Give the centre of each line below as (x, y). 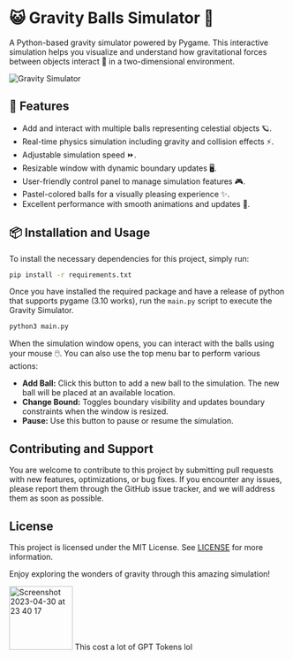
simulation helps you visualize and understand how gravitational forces (138, 51)
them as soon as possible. (56, 498)
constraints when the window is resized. (95, 411)
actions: (23, 366)
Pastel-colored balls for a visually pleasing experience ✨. (126, 194)
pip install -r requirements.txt (71, 275)
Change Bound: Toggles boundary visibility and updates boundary (143, 402)
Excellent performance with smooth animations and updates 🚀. (136, 203)
